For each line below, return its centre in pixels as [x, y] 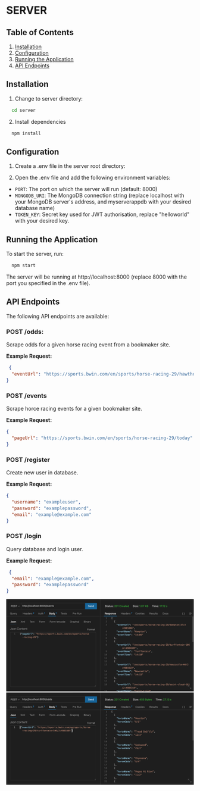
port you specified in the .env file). [48, 283]
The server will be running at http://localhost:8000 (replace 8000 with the [97, 277]
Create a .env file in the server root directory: [70, 166]
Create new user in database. [42, 473]
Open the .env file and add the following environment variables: [93, 178]
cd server [24, 110]
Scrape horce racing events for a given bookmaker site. [74, 409]
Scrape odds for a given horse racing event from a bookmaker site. [88, 345]
